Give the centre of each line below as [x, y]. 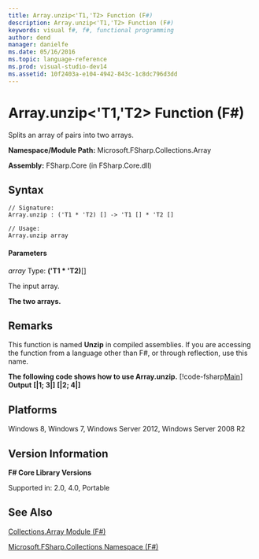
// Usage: [24, 229]
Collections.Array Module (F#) [57, 531]
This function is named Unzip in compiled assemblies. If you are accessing [130, 345]
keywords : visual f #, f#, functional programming [91, 30]
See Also [30, 513]
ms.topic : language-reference [58, 60]
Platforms [33, 410]
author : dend [30, 37]
